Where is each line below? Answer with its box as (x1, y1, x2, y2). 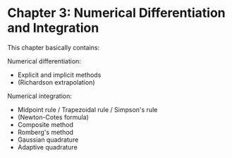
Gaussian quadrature (17, 135, 79, 144)
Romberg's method (17, 128, 74, 136)
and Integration (7, 20, 99, 36)
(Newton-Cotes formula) (17, 113, 90, 121)
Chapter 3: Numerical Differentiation (7, 5, 226, 21)
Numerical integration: (7, 92, 73, 100)
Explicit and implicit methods (17, 71, 102, 79)
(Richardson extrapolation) (17, 78, 95, 86)
